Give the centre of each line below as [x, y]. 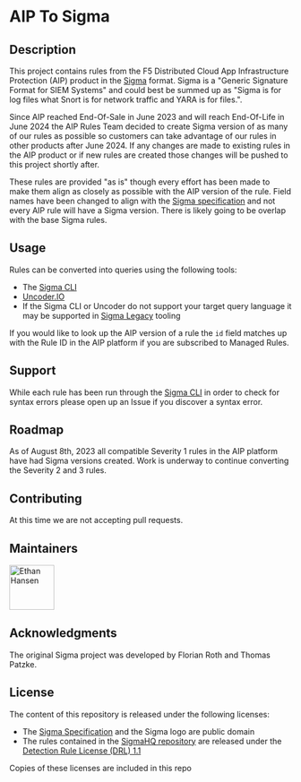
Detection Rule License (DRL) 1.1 [82, 751]
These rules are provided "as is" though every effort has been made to [140, 182]
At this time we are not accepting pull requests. [96, 520]
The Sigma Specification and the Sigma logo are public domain [138, 731]
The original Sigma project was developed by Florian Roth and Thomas [140, 655]
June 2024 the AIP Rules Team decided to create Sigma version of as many [149, 126]
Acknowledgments [64, 633]
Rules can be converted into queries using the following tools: [123, 270]
